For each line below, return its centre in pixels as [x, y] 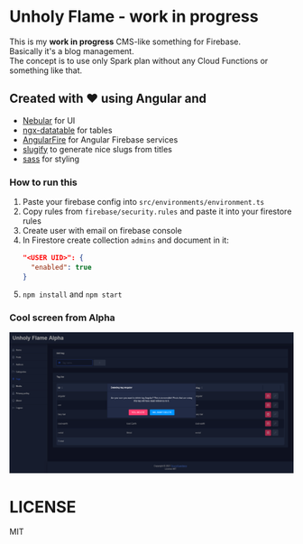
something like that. [46, 70]
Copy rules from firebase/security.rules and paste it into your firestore [157, 212]
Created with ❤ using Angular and [108, 99]
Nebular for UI [49, 120]
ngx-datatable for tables [67, 130]
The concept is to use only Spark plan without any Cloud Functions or [139, 60]
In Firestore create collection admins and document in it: [126, 240]
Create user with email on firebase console [102, 231]
